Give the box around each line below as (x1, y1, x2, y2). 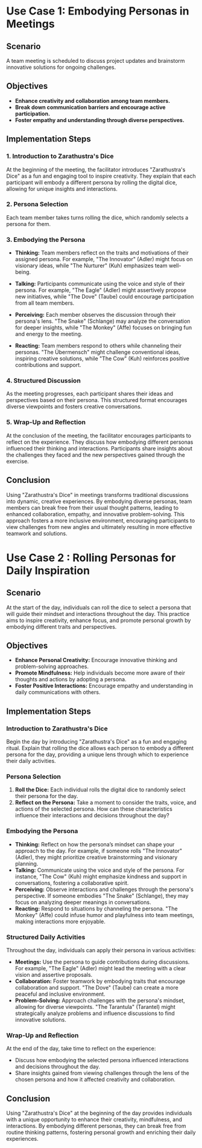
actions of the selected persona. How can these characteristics (14, 805, 173, 812)
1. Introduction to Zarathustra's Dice (6, 152, 114, 161)
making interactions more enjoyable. (14, 918, 106, 925)
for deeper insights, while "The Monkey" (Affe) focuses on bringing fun (14, 324, 192, 331)
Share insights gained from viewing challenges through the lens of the (14, 1069, 189, 1077)
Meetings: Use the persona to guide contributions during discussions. (14, 958, 190, 965)
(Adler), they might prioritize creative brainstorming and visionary (14, 854, 178, 861)
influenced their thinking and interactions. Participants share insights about (6, 444, 193, 452)
